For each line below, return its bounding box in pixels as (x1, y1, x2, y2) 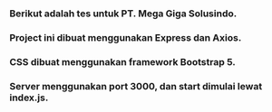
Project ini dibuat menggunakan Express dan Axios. (9, 31, 242, 43)
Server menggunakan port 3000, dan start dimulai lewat (9, 79, 263, 92)
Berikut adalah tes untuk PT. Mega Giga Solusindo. (9, 7, 238, 20)
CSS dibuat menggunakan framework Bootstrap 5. (9, 55, 236, 68)
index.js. (9, 91, 49, 104)
